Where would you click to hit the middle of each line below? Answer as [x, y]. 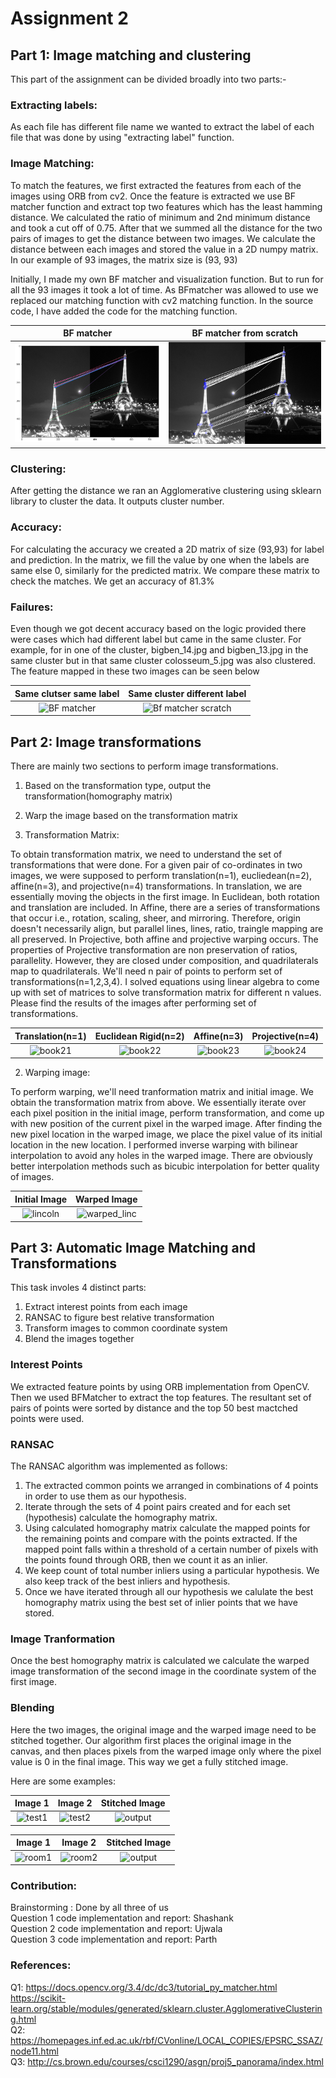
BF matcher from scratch [245, 333]
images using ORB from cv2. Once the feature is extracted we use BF [153, 196]
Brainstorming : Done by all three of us [89, 1908]
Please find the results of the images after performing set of [133, 1003]
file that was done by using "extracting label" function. [122, 138]
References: [41, 1965]
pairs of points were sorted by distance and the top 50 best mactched [154, 1408]
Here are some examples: [63, 1781]
